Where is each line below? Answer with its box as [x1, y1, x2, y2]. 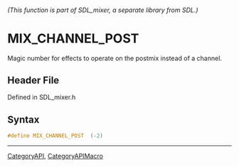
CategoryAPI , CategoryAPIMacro [7, 152, 103, 161]
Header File [7, 74, 60, 86]
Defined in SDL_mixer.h [7, 93, 76, 102]
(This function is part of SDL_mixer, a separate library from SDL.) [7, 6, 198, 14]
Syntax [7, 113, 40, 125]
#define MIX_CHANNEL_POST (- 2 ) [7, 132, 103, 139]
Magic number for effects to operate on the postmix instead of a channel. [7, 54, 223, 62]
